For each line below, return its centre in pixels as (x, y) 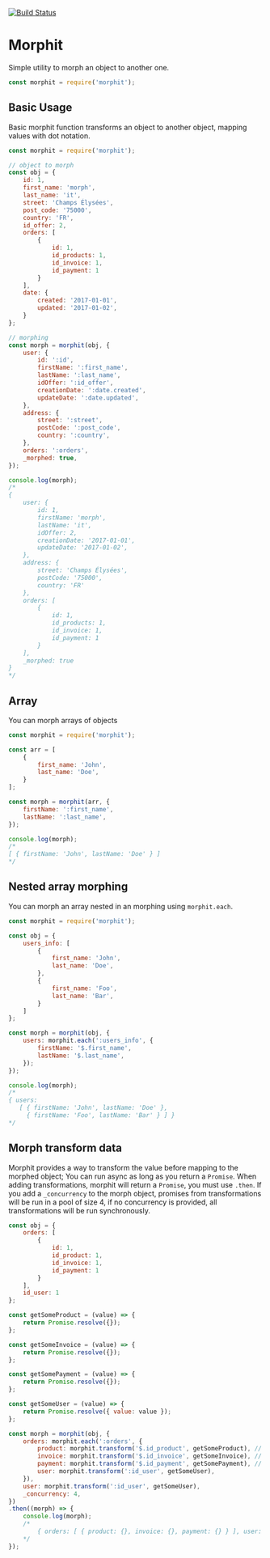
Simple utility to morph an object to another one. (89, 67)
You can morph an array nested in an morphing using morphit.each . (120, 906)
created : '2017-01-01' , (77, 301)
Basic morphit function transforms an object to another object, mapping (128, 127)
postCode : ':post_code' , (79, 428)
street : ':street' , (70, 421)
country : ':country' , (74, 436)
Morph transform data (65, 1148)
